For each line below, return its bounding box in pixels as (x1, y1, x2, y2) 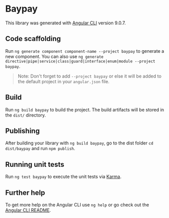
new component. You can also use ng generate (5, 53, 104, 59)
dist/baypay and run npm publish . (5, 146, 75, 152)
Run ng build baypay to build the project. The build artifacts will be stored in (5, 106, 164, 113)
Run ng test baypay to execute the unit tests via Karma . (5, 173, 122, 180)
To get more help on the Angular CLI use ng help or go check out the (5, 202, 149, 208)
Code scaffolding (5, 34, 61, 43)
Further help (5, 188, 46, 197)
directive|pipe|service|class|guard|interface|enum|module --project (5, 59, 156, 64)
